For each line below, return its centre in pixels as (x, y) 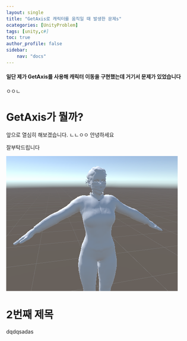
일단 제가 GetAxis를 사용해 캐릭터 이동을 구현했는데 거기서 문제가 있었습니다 (93, 77)
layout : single (25, 12)
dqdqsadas (20, 332)
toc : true (18, 38)
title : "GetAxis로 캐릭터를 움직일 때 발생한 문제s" (64, 19)
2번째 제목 (30, 315)
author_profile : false (34, 44)
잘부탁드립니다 (23, 147)
